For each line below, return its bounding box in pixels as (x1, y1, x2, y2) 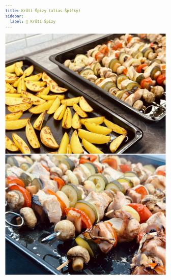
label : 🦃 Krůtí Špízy (10, 19, 56, 24)
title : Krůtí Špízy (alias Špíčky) (5, 8, 81, 13)
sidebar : (5, 13, 24, 19)
